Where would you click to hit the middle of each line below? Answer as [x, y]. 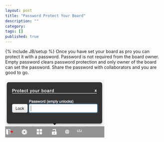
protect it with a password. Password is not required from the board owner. [82, 57]
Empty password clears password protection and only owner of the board [81, 62]
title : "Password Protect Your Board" [45, 16]
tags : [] [14, 32]
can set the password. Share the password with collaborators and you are [81, 67]
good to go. [17, 72]
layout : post [19, 10]
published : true [22, 37]
